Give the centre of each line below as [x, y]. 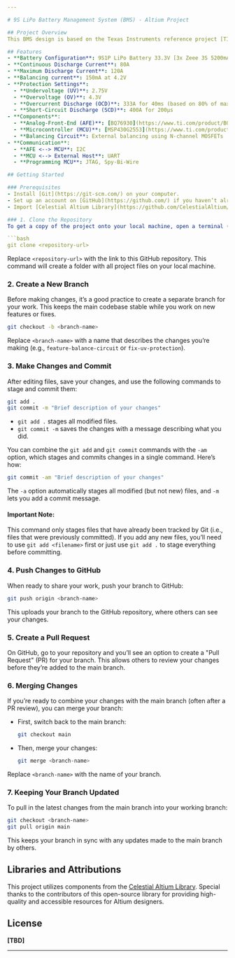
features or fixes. [32, 314]
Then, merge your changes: [57, 748]
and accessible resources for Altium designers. [96, 901]
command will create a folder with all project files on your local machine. [112, 266]
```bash [19, 239]
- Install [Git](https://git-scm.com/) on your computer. [93, 194]
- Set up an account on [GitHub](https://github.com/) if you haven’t [112, 200]
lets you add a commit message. [54, 498]
